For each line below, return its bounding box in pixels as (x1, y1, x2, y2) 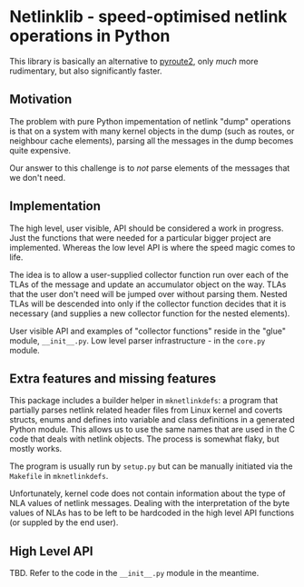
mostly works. (9, 443, 63, 454)
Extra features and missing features (9, 371, 216, 386)
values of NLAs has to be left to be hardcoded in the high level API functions (9, 507, 295, 519)
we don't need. (9, 172, 66, 183)
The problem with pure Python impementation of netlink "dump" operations (9, 115, 291, 126)
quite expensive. (9, 144, 71, 155)
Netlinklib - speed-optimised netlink (9, 6, 288, 27)
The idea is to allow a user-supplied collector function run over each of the (9, 269, 289, 280)
